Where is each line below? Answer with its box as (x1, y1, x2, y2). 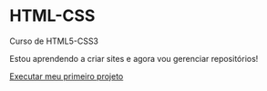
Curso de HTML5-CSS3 (9, 35, 98, 46)
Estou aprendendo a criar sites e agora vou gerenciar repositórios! (9, 53, 259, 64)
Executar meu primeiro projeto (9, 70, 124, 82)
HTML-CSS (9, 5, 96, 26)
